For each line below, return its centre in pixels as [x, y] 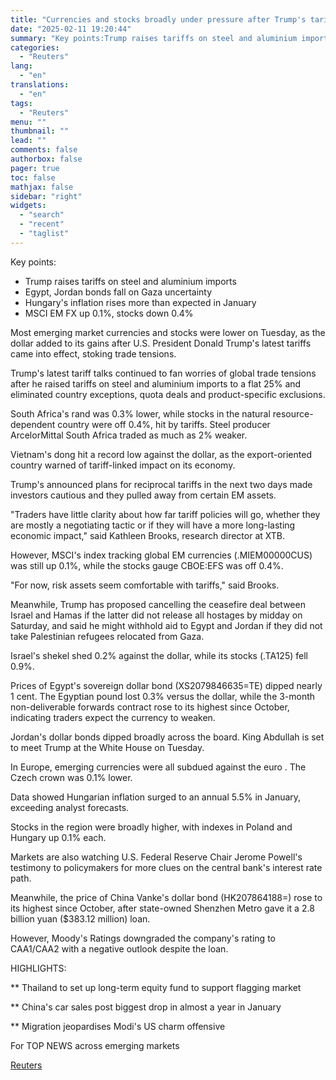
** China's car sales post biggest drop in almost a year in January [146, 1007]
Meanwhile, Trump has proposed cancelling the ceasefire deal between [158, 604]
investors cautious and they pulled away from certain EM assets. [143, 495]
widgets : [28, 206]
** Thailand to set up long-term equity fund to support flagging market [156, 987]
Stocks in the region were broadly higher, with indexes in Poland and [151, 827]
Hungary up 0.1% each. [58, 837]
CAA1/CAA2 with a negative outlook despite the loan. [119, 948]
